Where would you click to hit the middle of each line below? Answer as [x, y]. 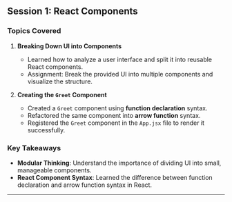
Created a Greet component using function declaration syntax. [117, 108]
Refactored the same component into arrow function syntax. [114, 115]
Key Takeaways [34, 148]
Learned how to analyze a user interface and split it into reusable [120, 59]
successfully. [46, 130]
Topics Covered [34, 31]
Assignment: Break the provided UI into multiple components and [120, 74]
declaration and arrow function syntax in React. [85, 185]
